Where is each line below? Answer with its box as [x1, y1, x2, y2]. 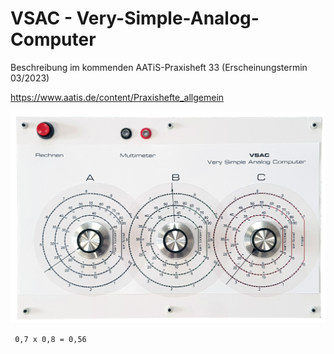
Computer [10, 28, 97, 51]
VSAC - [10, 7, 73, 30]
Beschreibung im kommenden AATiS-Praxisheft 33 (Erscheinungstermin [10, 61, 308, 73]
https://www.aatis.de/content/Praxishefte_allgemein [10, 91, 225, 103]
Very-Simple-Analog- [76, 7, 260, 30]
